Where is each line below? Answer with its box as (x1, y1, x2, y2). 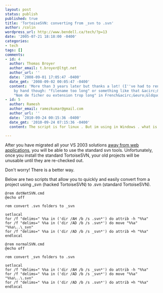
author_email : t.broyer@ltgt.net (9, 66, 77, 71)
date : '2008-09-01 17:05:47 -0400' (9, 75, 81, 80)
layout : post (5, 7, 32, 12)
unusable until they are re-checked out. (5, 158, 84, 163)
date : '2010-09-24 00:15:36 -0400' (9, 115, 81, 120)
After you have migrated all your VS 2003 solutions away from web (5, 142, 139, 148)
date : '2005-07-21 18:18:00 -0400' (5, 34, 77, 39)
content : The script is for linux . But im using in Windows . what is (9, 124, 158, 129)
